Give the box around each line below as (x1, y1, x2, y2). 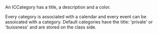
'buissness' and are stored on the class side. (5, 24, 97, 30)
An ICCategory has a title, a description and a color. (5, 4, 111, 10)
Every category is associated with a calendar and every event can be (5, 14, 147, 19)
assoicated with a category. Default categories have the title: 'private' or (5, 19, 153, 25)
